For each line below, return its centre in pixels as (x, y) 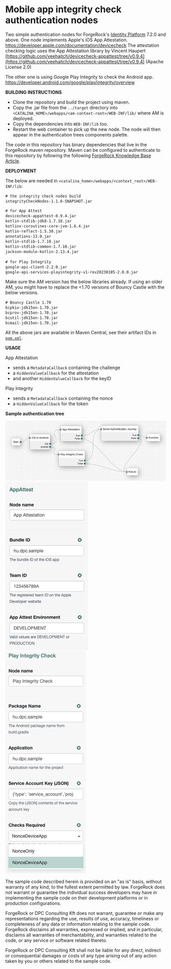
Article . (13, 161)
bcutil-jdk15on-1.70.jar (32, 318)
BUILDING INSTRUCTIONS (34, 92)
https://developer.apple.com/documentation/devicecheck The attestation (82, 45)
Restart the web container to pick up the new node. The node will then (87, 129)
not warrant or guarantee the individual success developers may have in (81, 892)
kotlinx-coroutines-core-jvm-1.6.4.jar (48, 226)
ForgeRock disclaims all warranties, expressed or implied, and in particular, (84, 930)
